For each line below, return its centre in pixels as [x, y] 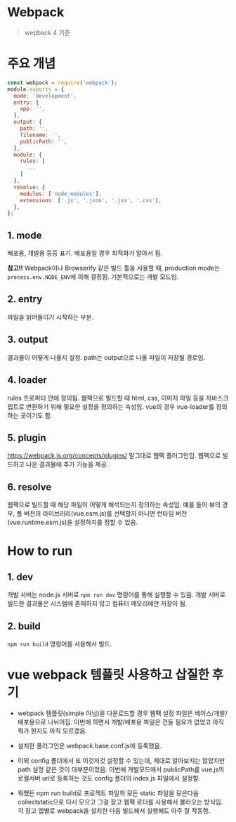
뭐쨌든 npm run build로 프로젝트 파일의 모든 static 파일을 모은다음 [108, 793]
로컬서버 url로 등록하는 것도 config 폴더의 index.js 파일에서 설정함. [109, 778]
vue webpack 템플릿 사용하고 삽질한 [108, 675]
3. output [28, 340]
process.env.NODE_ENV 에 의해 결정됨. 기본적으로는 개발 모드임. [93, 277]
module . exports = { [36, 89]
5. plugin [27, 437]
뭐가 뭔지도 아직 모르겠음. [52, 731]
